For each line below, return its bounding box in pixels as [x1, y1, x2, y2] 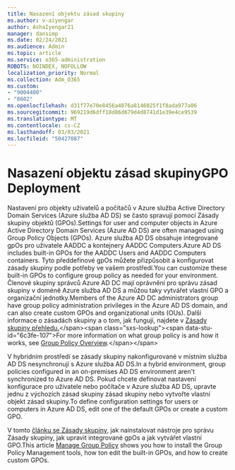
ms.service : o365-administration [7, 56, 106, 64]
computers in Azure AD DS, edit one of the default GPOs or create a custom [7, 405, 228, 414]
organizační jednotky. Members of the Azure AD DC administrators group [7, 294, 219, 302]
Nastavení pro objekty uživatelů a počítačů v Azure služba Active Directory [7, 204, 225, 212]
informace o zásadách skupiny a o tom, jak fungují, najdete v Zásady [7, 316, 207, 325]
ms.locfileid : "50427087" [7, 135, 83, 142]
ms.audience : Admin [7, 43, 65, 50]
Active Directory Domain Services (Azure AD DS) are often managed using [7, 227, 224, 235]
